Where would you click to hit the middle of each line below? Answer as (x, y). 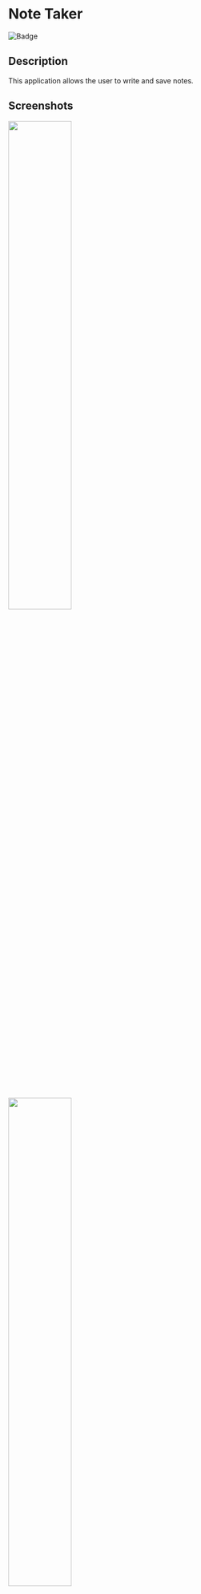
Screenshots (41, 106)
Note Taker (46, 14)
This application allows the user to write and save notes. (101, 80)
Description (38, 61)
